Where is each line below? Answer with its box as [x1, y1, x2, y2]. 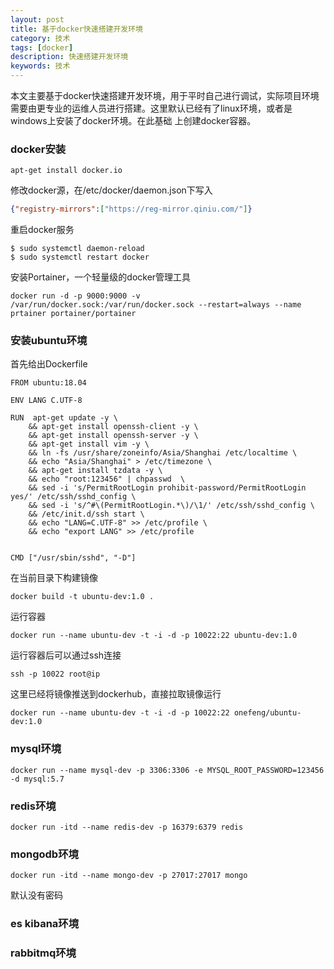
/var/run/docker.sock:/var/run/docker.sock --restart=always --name [10, 300, 302, 310]
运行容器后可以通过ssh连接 [10, 649, 122, 661]
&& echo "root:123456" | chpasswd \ [28, 474, 186, 485]
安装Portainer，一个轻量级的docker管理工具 [10, 271, 192, 283]
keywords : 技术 [10, 61, 71, 71]
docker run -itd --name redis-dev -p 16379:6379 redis [10, 822, 244, 833]
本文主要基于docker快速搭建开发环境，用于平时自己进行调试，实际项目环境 [10, 90, 320, 101]
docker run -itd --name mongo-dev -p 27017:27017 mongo [10, 871, 248, 881]
